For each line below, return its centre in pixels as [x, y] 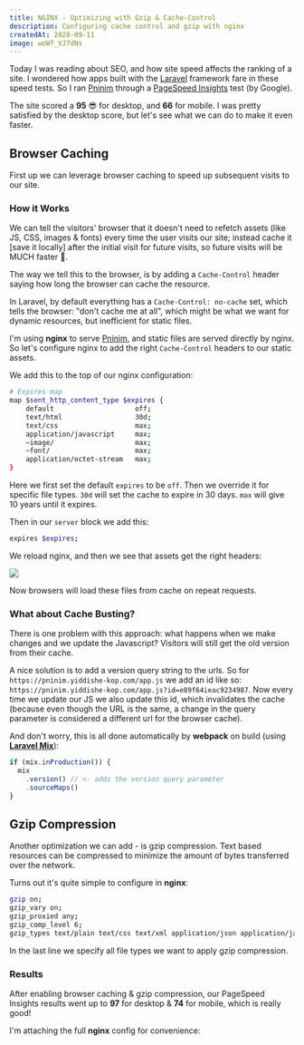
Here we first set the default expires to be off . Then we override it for [139, 485]
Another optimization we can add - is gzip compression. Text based [136, 846]
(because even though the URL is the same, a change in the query [133, 709]
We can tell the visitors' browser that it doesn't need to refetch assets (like [148, 228]
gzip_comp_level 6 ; [46, 925]
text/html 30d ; [89, 417]
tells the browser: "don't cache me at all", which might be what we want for [149, 311]
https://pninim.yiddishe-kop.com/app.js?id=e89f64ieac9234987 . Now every [152, 690]
